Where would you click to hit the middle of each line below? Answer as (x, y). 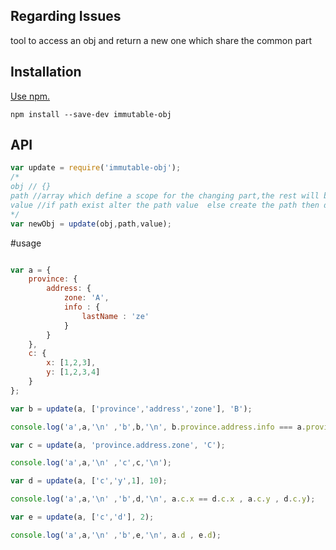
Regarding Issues (66, 16)
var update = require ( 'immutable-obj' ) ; (96, 168)
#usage (26, 243)
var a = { (31, 270)
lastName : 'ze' (115, 316)
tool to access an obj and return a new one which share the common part (161, 40)
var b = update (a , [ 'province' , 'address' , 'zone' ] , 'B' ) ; (131, 409)
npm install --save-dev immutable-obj (91, 114)
